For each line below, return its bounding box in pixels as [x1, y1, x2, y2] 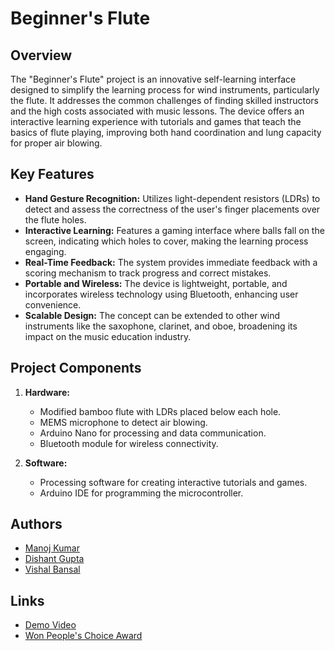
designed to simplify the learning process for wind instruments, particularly [10, 84, 320, 96]
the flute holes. [24, 213, 87, 226]
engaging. [24, 245, 67, 257]
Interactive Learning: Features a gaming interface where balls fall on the [24, 224, 325, 236]
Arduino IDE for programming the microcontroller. [39, 487, 244, 499]
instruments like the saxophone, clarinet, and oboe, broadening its [24, 320, 298, 332]
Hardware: [24, 386, 70, 398]
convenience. [24, 298, 82, 311]
